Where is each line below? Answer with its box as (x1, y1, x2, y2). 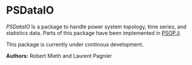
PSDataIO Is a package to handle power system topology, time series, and (6, 23, 187, 30)
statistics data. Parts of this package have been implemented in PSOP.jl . (6, 29, 181, 36)
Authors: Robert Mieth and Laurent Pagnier (6, 52, 112, 59)
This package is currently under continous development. (6, 41, 144, 48)
